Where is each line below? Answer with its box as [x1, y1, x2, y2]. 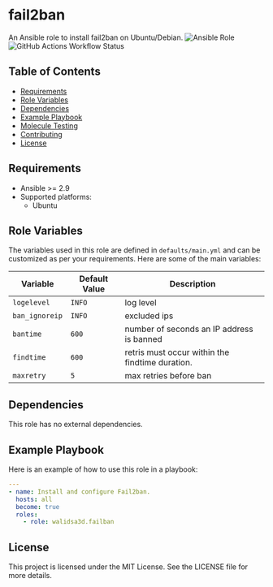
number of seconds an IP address [124, 323, 253, 335]
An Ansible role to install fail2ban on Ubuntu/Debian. [8, 32, 184, 42]
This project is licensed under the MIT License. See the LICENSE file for [8, 562, 249, 572]
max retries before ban [124, 370, 212, 382]
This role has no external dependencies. [8, 420, 144, 429]
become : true [15, 503, 60, 511]
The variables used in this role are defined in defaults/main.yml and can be [8, 245, 261, 255]
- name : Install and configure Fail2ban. [8, 487, 151, 496]
